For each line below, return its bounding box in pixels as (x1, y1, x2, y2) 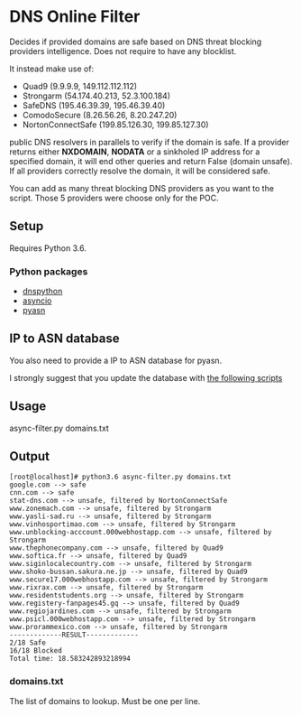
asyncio (22, 295, 52, 306)
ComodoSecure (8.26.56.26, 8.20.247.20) (22, 109, 178, 120)
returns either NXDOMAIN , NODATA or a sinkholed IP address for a (9, 146, 260, 157)
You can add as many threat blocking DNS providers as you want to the (9, 182, 275, 193)
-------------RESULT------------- (9, 630, 140, 640)
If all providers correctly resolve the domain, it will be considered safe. (9, 165, 270, 176)
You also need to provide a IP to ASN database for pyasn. (9, 355, 223, 366)
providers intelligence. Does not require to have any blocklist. (9, 45, 237, 56)
